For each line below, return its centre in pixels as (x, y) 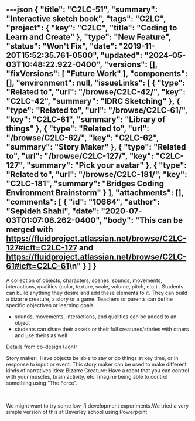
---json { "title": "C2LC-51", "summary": (82, 10)
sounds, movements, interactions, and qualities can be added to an (95, 317)
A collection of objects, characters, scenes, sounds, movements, (84, 280)
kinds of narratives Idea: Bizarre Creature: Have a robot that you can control (97, 370)
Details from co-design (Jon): (42, 347)
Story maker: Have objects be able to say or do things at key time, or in (92, 358)
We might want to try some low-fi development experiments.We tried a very (97, 405)
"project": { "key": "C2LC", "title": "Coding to (92, 28)
